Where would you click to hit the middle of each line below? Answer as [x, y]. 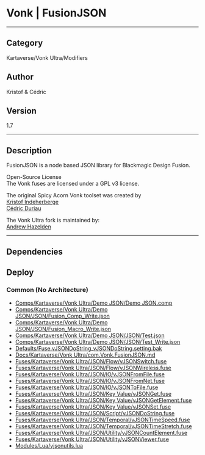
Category [25, 43]
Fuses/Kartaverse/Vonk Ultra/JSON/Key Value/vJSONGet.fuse [93, 394]
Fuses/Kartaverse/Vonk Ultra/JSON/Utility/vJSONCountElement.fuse [101, 433]
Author [20, 77]
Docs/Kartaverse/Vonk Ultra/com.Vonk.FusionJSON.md [85, 355]
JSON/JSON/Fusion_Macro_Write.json [63, 329]
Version [21, 111]
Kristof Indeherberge [33, 202]
